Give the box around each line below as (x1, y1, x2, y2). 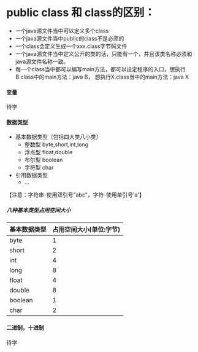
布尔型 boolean (24, 156, 63, 163)
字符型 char (24, 164, 54, 171)
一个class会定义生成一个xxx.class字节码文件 (15, 42, 128, 50)
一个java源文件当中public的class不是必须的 (15, 34, 124, 42)
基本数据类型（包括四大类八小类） (15, 133, 102, 141)
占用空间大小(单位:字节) (52, 225, 121, 234)
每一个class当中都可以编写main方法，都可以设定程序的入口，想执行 (15, 65, 186, 72)
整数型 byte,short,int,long (24, 141, 89, 148)
